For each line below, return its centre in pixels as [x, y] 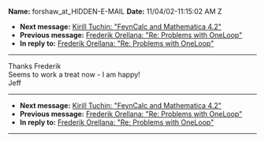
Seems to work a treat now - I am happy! [74, 75]
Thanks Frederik [35, 66]
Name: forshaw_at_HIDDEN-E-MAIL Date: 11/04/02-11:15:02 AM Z [115, 11]
